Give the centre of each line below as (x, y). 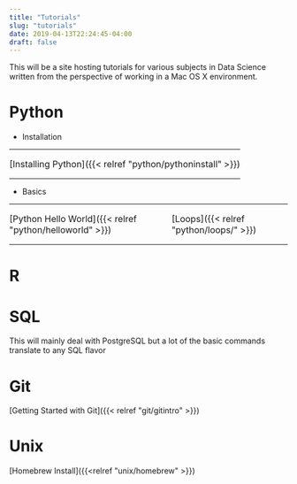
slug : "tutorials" (43, 26)
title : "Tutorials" (45, 17)
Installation (42, 137)
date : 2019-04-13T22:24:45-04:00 (71, 34)
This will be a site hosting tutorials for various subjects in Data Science (138, 67)
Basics (34, 192)
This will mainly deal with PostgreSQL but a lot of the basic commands (137, 341)
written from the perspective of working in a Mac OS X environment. (133, 77)
